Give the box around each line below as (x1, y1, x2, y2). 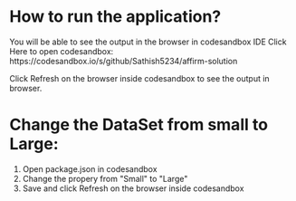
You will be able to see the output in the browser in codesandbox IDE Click (9, 36, 287, 47)
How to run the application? (9, 6, 222, 27)
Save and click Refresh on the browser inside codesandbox (22, 183, 244, 194)
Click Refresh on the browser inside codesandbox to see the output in (9, 72, 270, 83)
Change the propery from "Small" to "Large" (22, 173, 188, 184)
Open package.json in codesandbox (22, 163, 158, 174)
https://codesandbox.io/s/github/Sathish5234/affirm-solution (9, 55, 238, 66)
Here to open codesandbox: (9, 45, 114, 56)
